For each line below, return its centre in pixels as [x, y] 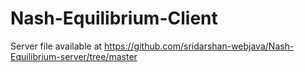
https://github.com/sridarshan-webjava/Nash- [199, 46]
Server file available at [56, 46]
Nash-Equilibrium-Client [114, 18]
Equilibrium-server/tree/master [74, 56]
